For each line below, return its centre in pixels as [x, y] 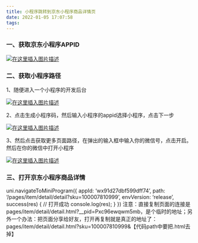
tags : [13, 23]
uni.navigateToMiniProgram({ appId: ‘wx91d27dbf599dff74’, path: [86, 191]
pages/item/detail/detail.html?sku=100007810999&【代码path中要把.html [96, 226]
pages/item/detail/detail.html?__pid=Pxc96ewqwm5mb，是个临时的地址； [97, 211]
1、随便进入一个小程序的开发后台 [46, 89]
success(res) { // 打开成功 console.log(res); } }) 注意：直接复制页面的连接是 [98, 204]
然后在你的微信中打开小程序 [40, 148]
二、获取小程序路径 [34, 76]
